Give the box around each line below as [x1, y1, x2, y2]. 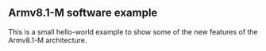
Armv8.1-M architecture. [8, 35, 87, 45]
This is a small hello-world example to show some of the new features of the [8, 27, 258, 36]
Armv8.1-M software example [8, 6, 158, 20]
